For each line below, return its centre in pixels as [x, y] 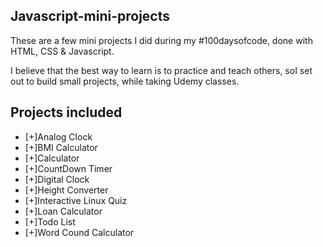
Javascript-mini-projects [90, 16]
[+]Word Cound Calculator [79, 232]
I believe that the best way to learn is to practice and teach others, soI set [161, 70]
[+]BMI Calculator [61, 147]
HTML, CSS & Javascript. [62, 51]
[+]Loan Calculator [63, 211]
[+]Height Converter [66, 190]
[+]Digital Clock [57, 179]
